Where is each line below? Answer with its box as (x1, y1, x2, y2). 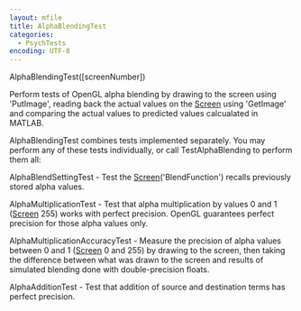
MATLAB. (9, 118, 44, 129)
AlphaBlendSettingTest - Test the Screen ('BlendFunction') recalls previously (9, 172, 291, 183)
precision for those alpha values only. (9, 218, 149, 229)
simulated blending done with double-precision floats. (9, 264, 210, 275)
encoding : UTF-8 (9, 47, 70, 56)
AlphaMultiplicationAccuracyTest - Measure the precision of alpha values (9, 235, 282, 246)
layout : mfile (9, 13, 63, 23)
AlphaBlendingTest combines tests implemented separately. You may (9, 135, 266, 146)
